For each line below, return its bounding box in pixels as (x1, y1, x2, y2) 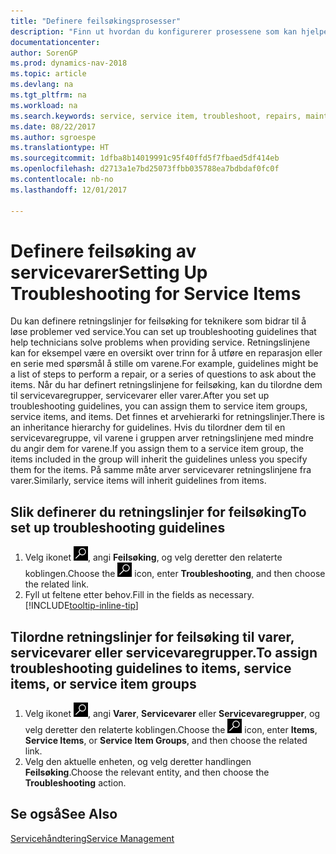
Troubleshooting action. (24, 777, 127, 789)
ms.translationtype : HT (10, 143, 110, 153)
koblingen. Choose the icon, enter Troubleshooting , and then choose (24, 568, 326, 580)
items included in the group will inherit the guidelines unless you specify (10, 453, 308, 465)
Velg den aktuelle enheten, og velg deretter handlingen (24, 756, 252, 768)
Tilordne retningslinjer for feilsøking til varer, (10, 628, 295, 645)
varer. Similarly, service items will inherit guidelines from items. (10, 475, 267, 487)
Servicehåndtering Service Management (10, 832, 175, 844)
